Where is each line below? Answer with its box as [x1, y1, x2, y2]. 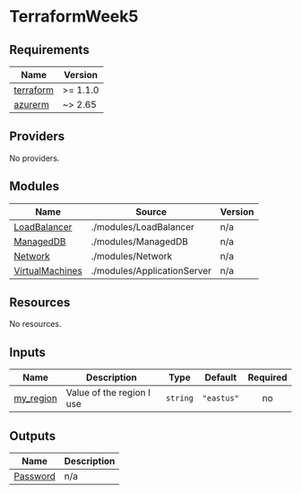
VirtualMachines [13, 264, 82, 277]
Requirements [9, 42, 90, 57]
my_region [13, 393, 58, 405]
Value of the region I [65, 386, 150, 399]
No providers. [9, 153, 60, 163]
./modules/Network [90, 250, 173, 262]
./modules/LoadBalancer [90, 220, 195, 233]
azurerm [13, 99, 49, 110]
